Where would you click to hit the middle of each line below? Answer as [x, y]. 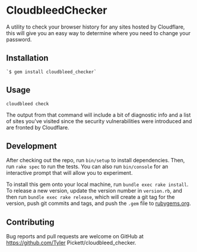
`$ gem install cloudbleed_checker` [51, 72]
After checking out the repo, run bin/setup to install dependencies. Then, [96, 160]
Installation [27, 58]
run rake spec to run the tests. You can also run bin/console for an [87, 166]
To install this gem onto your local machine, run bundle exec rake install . [97, 184]
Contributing [30, 222]
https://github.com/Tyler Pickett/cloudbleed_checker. [71, 243]
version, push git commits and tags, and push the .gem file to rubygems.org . [99, 203]
